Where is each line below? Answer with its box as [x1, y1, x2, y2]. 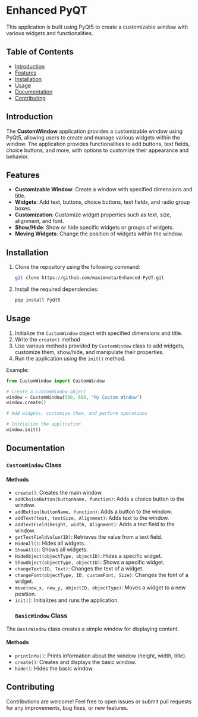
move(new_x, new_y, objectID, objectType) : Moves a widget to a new [14, 584, 186, 591]
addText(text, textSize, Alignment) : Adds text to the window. [14, 514, 169, 522]
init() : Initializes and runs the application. [14, 597, 119, 604]
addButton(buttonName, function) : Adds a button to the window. [14, 508, 172, 516]
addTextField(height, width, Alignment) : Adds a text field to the [14, 521, 175, 528]
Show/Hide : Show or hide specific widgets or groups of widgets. [14, 224, 174, 231]
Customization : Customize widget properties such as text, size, [14, 211, 171, 218]
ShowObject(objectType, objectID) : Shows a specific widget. [14, 558, 165, 566]
